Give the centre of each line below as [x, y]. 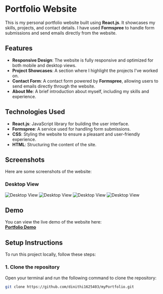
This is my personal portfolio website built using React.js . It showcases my [80, 23]
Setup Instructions [34, 242]
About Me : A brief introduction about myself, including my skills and [81, 91]
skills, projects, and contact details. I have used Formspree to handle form [80, 27]
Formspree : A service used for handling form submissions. [71, 129]
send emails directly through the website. [54, 86]
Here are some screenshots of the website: [48, 172]
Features [19, 48]
